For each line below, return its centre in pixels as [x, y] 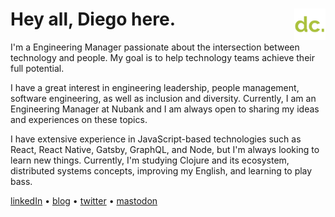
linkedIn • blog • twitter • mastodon [84, 200]
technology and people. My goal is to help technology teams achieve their [162, 57]
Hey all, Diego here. [93, 19]
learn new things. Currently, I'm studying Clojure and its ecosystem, [150, 160]
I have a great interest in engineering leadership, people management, [155, 87]
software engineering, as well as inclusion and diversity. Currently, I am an [163, 98]
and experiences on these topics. [79, 119]
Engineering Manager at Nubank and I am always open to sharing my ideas [165, 109]
